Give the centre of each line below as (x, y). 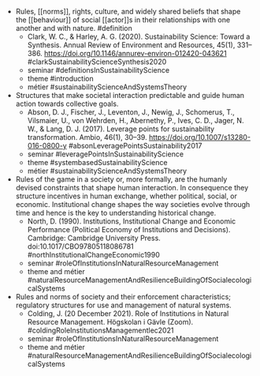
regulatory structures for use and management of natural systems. (124, 305)
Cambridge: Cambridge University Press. (94, 238)
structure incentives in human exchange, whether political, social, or (126, 196)
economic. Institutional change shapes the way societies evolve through (133, 204)
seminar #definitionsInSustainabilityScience (98, 70)
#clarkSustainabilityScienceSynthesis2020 (97, 62)
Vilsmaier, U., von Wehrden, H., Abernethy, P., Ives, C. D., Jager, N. (136, 120)
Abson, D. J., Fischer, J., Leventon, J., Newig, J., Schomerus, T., (131, 112)
